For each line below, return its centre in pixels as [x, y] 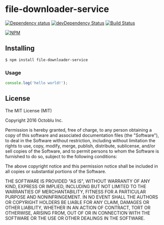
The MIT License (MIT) [29, 110]
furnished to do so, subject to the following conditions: [61, 156]
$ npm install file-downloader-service [47, 60]
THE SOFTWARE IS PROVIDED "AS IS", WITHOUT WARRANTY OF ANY [78, 181]
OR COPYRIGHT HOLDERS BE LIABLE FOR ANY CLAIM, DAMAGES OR [77, 202]
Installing [20, 48]
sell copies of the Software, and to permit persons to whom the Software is [82, 151]
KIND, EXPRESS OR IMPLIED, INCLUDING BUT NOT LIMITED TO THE [76, 186]
